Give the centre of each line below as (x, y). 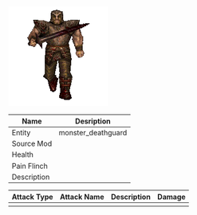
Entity (21, 132)
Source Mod (32, 143)
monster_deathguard (93, 132)
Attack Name (82, 197)
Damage (171, 197)
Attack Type (32, 197)
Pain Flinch (30, 166)
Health (23, 154)
